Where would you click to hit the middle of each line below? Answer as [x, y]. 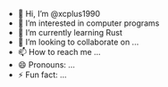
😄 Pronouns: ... [46, 65]
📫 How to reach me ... [59, 52]
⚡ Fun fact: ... [42, 75]
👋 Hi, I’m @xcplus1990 [59, 14]
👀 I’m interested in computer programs [88, 23]
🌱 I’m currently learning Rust [70, 32]
